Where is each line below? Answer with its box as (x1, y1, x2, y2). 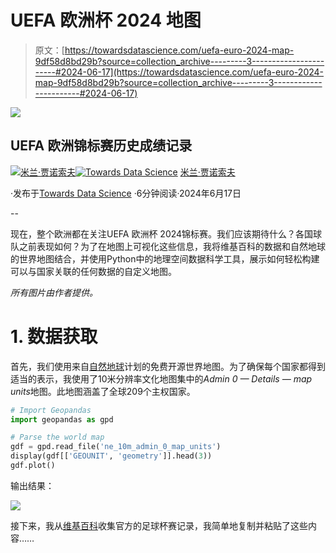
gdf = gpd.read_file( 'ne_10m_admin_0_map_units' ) (10, 442, 222, 452)
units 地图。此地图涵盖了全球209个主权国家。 (10, 385, 196, 397)
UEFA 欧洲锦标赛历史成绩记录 (10, 137, 193, 155)
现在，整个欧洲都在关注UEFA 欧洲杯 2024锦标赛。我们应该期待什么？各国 (10, 227, 314, 240)
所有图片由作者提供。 (10, 286, 98, 298)
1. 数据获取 (10, 325, 98, 348)
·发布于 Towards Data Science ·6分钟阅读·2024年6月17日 (10, 187, 242, 199)
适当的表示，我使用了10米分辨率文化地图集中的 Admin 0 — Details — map (10, 372, 313, 385)
